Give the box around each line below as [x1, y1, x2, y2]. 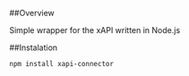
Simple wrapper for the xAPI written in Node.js [9, 25, 181, 35]
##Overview [9, 8, 56, 18]
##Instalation [9, 42, 58, 53]
